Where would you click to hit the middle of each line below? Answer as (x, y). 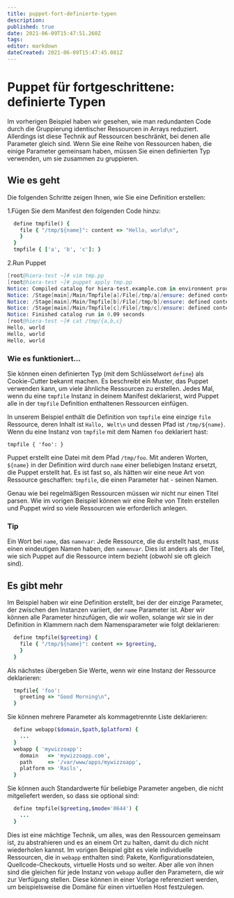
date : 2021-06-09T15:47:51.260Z (54, 33)
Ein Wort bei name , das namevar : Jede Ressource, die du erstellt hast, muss (113, 541)
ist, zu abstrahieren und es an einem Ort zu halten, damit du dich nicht (108, 842)
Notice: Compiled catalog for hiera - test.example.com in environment (110, 288)
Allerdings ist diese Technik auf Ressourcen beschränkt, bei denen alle (109, 136)
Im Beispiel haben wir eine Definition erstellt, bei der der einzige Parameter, (115, 603)
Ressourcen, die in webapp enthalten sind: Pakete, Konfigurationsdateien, (111, 857)
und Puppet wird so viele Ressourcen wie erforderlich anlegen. (97, 508)
